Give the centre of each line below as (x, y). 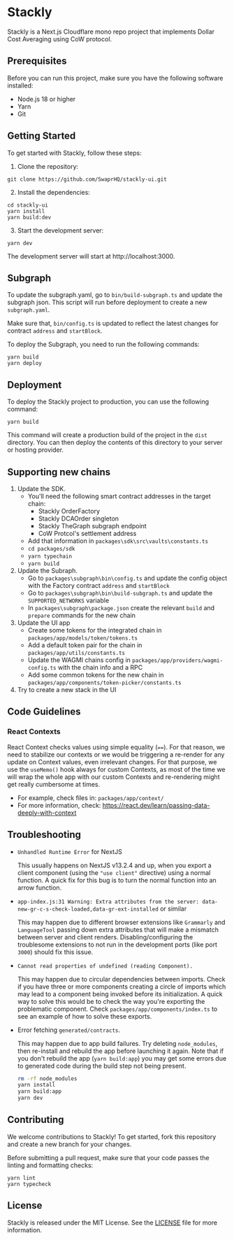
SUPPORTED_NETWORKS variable (68, 600)
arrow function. (39, 888)
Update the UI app (44, 623)
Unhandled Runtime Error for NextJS (70, 851)
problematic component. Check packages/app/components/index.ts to (117, 1009)
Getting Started (42, 136)
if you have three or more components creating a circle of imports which (122, 986)
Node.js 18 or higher (46, 99)
